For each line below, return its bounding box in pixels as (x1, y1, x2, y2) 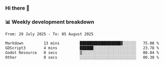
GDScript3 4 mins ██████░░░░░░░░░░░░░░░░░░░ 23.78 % (5, 45, 159, 50)
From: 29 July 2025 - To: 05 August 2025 (5, 32, 94, 37)
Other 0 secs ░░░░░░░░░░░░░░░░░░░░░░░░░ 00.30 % (5, 55, 159, 60)
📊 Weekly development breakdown (5, 18, 94, 25)
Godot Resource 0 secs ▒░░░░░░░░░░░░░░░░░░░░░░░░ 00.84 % (5, 50, 159, 55)
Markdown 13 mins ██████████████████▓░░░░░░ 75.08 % (5, 41, 159, 46)
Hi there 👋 (5, 5, 30, 12)
